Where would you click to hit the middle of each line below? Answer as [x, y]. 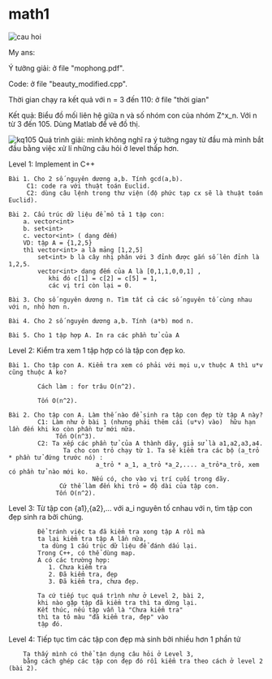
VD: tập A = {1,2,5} [58, 243]
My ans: [22, 52]
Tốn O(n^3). [76, 436]
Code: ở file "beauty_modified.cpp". [68, 84]
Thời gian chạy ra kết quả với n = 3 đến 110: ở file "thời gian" [109, 99]
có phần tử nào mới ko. [49, 472]
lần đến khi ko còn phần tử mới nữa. [72, 429]
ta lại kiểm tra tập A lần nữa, [93, 538]
